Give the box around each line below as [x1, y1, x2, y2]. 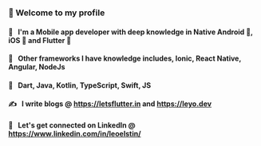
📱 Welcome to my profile [8, 7, 105, 18]
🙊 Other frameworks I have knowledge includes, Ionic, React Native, [8, 53, 242, 63]
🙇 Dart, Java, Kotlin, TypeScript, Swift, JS [8, 80, 152, 90]
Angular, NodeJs [8, 62, 65, 72]
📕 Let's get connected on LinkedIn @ [8, 120, 136, 130]
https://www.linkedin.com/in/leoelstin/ [8, 128, 141, 138]
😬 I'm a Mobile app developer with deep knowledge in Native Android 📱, [8, 27, 253, 37]
